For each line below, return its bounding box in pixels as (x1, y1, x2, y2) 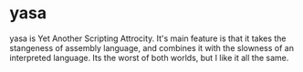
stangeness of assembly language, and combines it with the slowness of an (9, 42, 295, 53)
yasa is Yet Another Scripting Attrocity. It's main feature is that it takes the (9, 33, 287, 44)
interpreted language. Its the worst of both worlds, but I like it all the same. (9, 52, 289, 63)
